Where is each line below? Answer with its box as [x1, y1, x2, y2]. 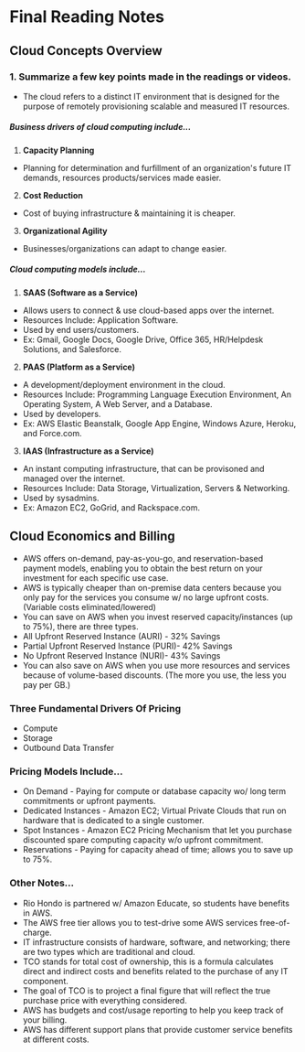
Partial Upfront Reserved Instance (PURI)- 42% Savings [22, 640, 233, 651]
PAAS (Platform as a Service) [22, 361, 135, 372]
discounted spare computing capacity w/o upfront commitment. [22, 834, 264, 845]
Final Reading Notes [9, 6, 165, 27]
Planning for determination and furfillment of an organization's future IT [22, 162, 292, 173]
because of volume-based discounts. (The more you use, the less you [22, 670, 287, 681]
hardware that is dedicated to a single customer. [22, 815, 205, 826]
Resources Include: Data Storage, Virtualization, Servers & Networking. [22, 482, 290, 493]
